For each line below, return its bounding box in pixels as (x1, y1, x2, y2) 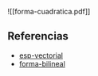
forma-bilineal (18, 59, 65, 68)
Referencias (7, 29, 69, 43)
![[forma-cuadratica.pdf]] (7, 7, 91, 16)
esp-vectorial (18, 51, 64, 60)
